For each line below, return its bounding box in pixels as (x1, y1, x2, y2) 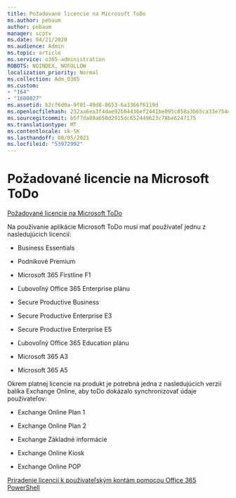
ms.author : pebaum (7, 17, 61, 24)
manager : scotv (7, 29, 52, 37)
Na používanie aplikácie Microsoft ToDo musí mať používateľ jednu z (7, 222, 206, 231)
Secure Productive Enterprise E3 (17, 311, 112, 320)
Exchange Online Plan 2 (17, 422, 86, 430)
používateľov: (7, 394, 47, 403)
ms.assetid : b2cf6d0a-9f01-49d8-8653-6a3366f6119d (7, 102, 159, 109)
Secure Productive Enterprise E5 (17, 325, 112, 334)
